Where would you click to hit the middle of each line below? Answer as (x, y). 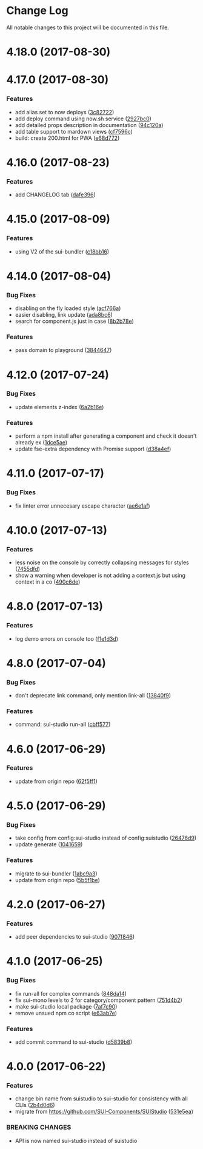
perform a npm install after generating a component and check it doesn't (106, 436)
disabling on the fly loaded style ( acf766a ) (68, 308)
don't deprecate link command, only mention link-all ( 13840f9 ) (93, 695)
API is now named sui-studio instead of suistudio (76, 1140)
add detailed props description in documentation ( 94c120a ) (89, 125)
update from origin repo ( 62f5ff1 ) (56, 781)
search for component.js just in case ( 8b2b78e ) (75, 321)
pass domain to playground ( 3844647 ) (63, 350)
